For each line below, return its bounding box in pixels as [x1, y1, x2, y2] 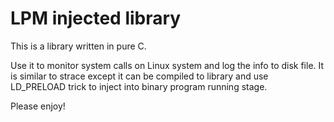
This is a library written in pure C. [10, 40, 147, 52]
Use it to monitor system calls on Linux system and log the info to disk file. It [10, 59, 325, 71]
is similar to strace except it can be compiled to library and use [10, 70, 269, 82]
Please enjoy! [10, 100, 66, 112]
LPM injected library [10, 7, 182, 30]
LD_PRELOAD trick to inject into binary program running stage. [10, 80, 268, 92]
